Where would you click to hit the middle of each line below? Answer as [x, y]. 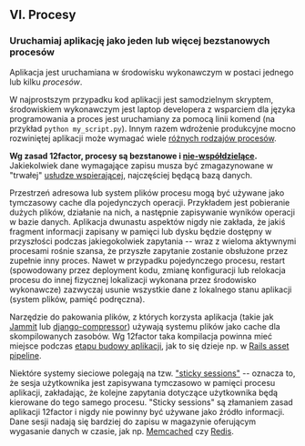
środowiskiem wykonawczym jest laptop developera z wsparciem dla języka [152, 109]
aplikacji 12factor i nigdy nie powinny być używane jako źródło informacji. [147, 411]
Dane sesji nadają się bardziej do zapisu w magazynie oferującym [133, 421]
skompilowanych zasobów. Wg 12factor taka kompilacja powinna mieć [141, 336]
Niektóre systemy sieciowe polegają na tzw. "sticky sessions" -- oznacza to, [152, 373]
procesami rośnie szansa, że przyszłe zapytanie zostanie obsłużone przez [149, 250]
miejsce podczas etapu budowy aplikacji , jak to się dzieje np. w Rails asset [149, 346]
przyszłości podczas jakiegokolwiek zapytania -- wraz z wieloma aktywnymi [153, 241]
